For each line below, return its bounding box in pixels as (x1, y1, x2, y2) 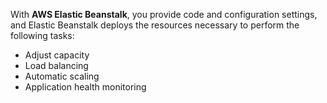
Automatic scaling (24, 70, 100, 82)
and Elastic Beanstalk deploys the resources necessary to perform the (10, 19, 300, 31)
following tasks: (10, 30, 75, 41)
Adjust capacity (24, 49, 90, 61)
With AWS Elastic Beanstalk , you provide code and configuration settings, (10, 9, 318, 20)
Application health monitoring (24, 81, 147, 93)
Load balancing (24, 60, 89, 71)
